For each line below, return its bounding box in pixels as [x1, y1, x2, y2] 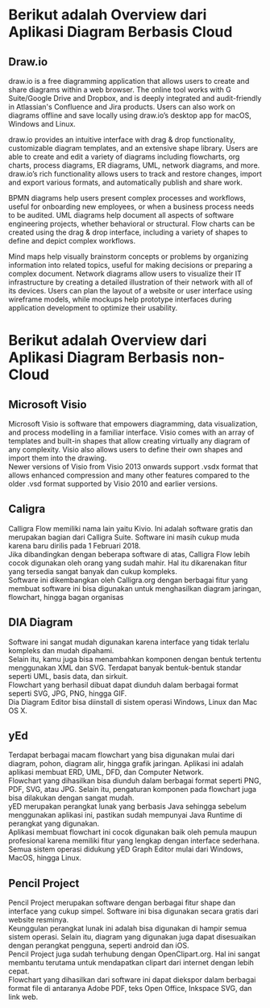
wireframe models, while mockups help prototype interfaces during [8, 294, 232, 304]
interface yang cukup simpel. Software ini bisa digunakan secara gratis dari [8, 906, 260, 916]
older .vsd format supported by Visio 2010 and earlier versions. [8, 479, 218, 489]
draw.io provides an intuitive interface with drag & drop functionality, [8, 135, 235, 144]
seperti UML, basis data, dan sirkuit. [8, 671, 129, 681]
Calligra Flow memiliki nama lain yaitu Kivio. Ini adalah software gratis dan [8, 523, 254, 533]
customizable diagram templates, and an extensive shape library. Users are [8, 144, 259, 152]
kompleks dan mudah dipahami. [8, 645, 114, 655]
